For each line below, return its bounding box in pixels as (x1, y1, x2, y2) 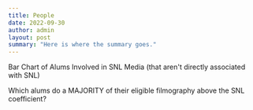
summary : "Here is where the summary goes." (8, 41, 157, 49)
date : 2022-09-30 (8, 19, 65, 27)
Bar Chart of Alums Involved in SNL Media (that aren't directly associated (8, 62, 246, 71)
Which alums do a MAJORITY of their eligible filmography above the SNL (8, 86, 245, 95)
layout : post (8, 33, 51, 42)
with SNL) (8, 71, 41, 80)
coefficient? (8, 94, 47, 104)
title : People (8, 11, 55, 20)
